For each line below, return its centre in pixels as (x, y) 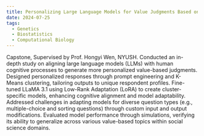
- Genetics (25, 29)
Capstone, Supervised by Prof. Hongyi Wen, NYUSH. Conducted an (91, 57)
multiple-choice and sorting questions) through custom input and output (97, 108)
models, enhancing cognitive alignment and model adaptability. (107, 96)
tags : (13, 23)
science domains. (28, 128)
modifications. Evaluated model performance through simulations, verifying (100, 115)
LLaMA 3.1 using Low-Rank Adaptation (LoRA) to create (91, 89)
